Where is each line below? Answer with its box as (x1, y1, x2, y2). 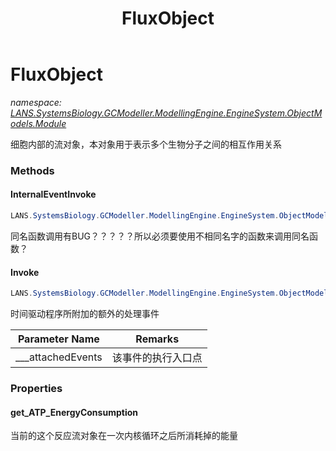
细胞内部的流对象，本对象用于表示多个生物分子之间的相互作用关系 (10, 138, 282, 150)
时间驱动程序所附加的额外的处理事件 (10, 308, 160, 320)
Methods (10, 163, 55, 177)
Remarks (135, 332, 180, 346)
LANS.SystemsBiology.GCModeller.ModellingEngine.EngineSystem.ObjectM (10, 107, 323, 119)
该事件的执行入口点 (111, 351, 203, 365)
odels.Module (10, 117, 67, 129)
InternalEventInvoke (10, 188, 97, 201)
